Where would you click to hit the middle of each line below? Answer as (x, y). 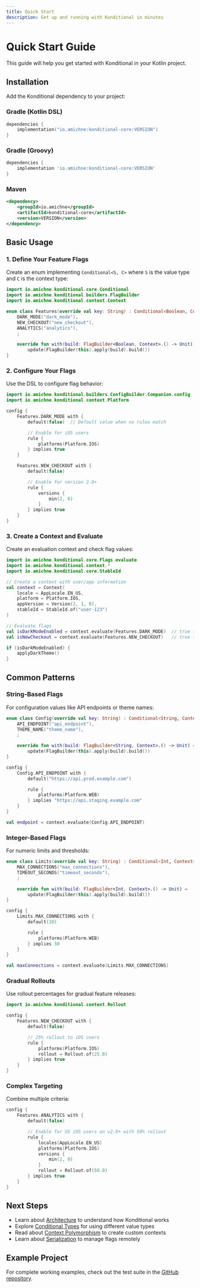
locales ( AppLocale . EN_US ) (70, 1143)
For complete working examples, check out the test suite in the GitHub (93, 1272)
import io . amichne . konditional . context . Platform (68, 400)
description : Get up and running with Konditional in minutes (85, 17)
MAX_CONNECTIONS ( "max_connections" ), (64, 867)
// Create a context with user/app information (66, 582)
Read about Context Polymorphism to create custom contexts (90, 1233)
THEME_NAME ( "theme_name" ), (50, 729)
